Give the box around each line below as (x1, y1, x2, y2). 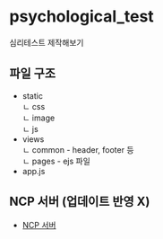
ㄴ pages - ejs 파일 (21, 155, 91, 166)
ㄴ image (21, 112, 56, 123)
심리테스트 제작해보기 (9, 37, 84, 48)
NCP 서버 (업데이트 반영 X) (9, 194, 150, 209)
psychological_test (9, 6, 154, 27)
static (21, 90, 43, 101)
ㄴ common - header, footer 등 (21, 144, 134, 155)
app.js (21, 165, 46, 176)
